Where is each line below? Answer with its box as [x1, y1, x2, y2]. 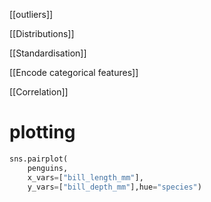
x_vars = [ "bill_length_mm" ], [27, 172, 144, 183]
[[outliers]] [9, 9, 54, 20]
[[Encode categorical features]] [9, 67, 139, 78]
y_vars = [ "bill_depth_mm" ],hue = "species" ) [27, 182, 202, 192]
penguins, [27, 163, 69, 173]
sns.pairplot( [9, 154, 69, 164]
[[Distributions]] [9, 28, 75, 39]
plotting [9, 121, 76, 144]
